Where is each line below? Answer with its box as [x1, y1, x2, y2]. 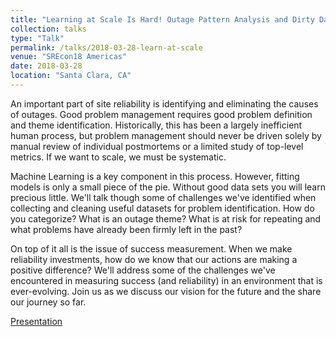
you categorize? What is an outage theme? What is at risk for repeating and [10, 212, 322, 225]
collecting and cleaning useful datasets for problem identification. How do [10, 202, 315, 214]
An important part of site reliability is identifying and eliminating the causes [10, 97, 319, 110]
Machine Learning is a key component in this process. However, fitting [10, 170, 300, 182]
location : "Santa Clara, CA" [10, 71, 132, 81]
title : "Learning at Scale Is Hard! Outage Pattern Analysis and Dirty [10, 14, 315, 25]
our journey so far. [10, 296, 87, 308]
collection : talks [10, 24, 87, 34]
